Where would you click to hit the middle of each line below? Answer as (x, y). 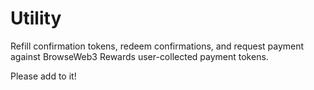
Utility (36, 18)
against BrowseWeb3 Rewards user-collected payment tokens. (139, 56)
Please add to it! (43, 76)
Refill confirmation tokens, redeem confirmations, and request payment (157, 46)
